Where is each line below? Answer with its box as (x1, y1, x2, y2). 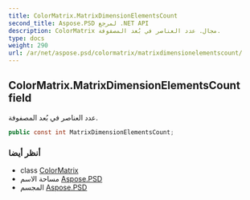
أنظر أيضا (8, 147, 41, 158)
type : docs (8, 34, 45, 43)
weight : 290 (8, 42, 48, 50)
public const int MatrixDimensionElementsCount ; (8, 128, 174, 137)
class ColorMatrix (19, 165, 79, 175)
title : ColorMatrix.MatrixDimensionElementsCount (8, 11, 178, 20)
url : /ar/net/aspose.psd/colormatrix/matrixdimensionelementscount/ (8, 49, 243, 57)
